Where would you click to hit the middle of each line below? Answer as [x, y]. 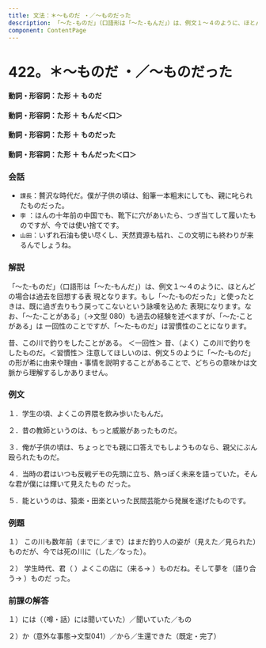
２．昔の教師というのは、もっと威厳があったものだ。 [95, 430]
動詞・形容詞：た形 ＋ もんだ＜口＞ [65, 115]
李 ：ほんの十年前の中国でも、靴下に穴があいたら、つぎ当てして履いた [134, 215]
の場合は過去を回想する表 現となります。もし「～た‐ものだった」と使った [128, 296]
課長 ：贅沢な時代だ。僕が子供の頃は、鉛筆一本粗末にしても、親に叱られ [136, 195]
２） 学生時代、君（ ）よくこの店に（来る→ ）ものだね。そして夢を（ [122, 568]
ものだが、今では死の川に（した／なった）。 [79, 551]
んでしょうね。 [51, 245]
